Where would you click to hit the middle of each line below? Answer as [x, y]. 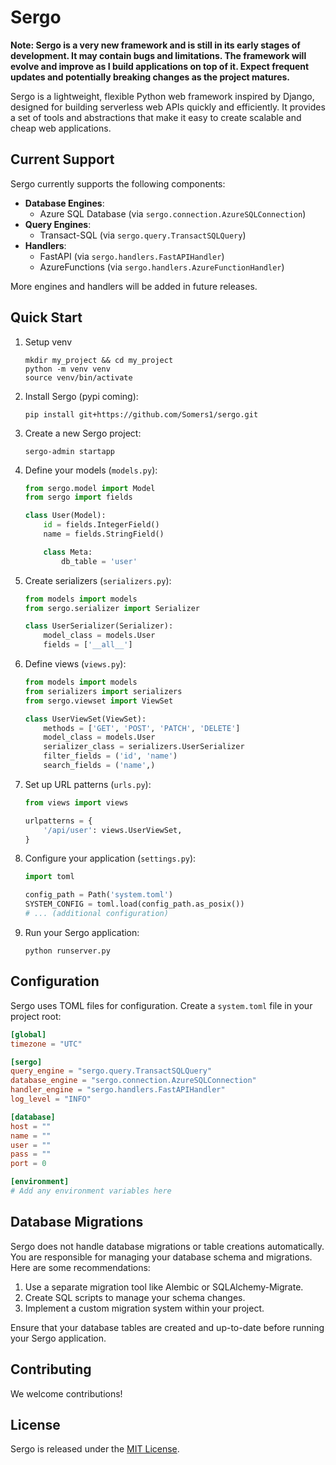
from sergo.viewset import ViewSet [99, 701]
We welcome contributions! [66, 1393]
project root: [36, 1016]
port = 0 [28, 1164]
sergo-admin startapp [69, 451]
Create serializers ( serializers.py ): [98, 580]
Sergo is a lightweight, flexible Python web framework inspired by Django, [162, 96]
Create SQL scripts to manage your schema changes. [135, 1297]
